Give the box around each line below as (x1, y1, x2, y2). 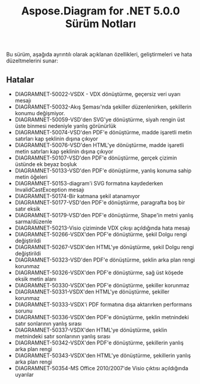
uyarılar (14, 371, 34, 378)
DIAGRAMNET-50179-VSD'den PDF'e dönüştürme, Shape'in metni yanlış (14, 212, 193, 218)
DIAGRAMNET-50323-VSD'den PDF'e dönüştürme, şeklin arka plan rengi (14, 256, 195, 263)
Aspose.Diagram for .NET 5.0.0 (21, 4, 180, 18)
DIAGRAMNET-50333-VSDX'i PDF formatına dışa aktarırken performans (14, 301, 193, 308)
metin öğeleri (14, 173, 48, 181)
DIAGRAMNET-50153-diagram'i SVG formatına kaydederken (14, 180, 163, 187)
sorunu (14, 307, 33, 314)
